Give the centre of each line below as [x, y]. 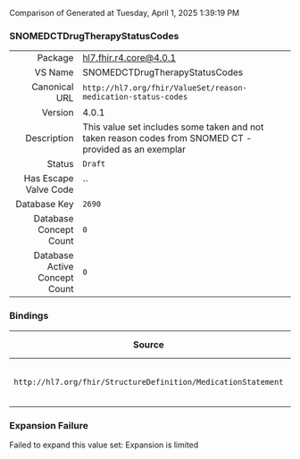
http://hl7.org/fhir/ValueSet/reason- [165, 88]
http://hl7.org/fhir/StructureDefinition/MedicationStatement [149, 382]
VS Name [54, 72]
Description [50, 138]
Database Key [45, 204]
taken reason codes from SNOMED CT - [167, 138]
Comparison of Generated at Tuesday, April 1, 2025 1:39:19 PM [124, 13]
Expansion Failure [49, 425]
